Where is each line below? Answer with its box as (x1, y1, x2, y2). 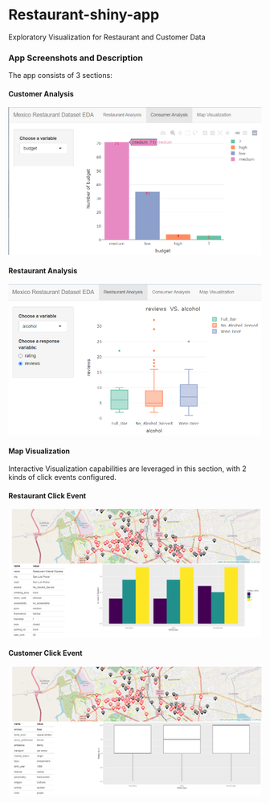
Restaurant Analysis (8, 265, 78, 275)
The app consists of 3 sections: (8, 71, 112, 80)
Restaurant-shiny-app (8, 6, 160, 24)
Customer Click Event (8, 649, 83, 658)
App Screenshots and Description (8, 52, 143, 64)
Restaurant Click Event (8, 490, 87, 500)
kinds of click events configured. (8, 473, 117, 482)
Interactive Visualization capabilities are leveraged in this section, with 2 (8, 464, 247, 473)
